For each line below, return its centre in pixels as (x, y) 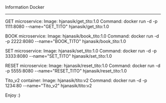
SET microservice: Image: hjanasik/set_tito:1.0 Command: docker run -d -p (81, 51)
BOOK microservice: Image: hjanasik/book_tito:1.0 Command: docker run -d (82, 36)
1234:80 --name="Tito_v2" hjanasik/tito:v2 (49, 86)
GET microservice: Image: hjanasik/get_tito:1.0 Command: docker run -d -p (82, 21)
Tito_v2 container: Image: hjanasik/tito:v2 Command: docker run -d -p (76, 80)
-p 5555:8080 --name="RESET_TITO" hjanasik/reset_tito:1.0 (66, 71)
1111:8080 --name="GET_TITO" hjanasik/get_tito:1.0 (57, 26)
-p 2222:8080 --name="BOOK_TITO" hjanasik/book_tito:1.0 (66, 41)
